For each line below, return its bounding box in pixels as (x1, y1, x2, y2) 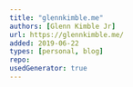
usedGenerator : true (9, 64, 88, 73)
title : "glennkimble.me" (9, 13, 104, 23)
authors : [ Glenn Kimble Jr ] (9, 22, 117, 31)
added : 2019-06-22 (9, 38, 79, 48)
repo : (9, 55, 30, 64)
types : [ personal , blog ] (9, 47, 104, 56)
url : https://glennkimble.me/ (9, 30, 125, 39)
